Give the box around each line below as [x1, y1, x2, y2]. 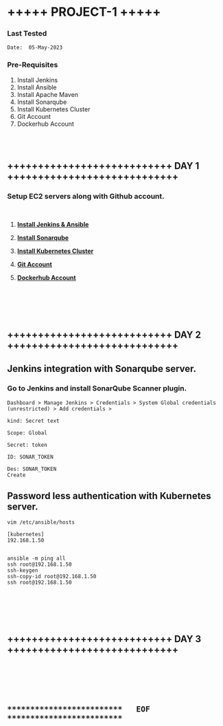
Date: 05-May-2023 [7, 44, 63, 52]
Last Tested [7, 29, 47, 38]
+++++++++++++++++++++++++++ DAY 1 [7, 160, 200, 172]
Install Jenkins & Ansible [16, 221, 89, 229]
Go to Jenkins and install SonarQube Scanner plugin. [7, 384, 187, 393]
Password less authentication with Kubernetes [7, 489, 211, 502]
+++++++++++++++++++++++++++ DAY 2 [7, 329, 201, 340]
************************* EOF [7, 704, 151, 714]
